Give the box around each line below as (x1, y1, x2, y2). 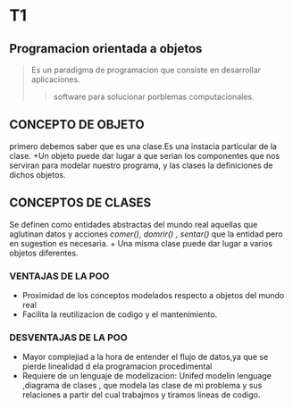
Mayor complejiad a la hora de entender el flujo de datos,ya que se (21, 352, 269, 363)
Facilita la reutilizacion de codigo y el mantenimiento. (21, 309, 218, 320)
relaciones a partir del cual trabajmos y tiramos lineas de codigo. (21, 389, 261, 400)
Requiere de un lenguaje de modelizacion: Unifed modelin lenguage (21, 371, 272, 381)
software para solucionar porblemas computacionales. (53, 91, 255, 102)
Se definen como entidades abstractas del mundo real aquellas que (9, 219, 258, 230)
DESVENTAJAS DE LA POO (9, 331, 128, 344)
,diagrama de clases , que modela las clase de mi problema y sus (21, 380, 263, 391)
